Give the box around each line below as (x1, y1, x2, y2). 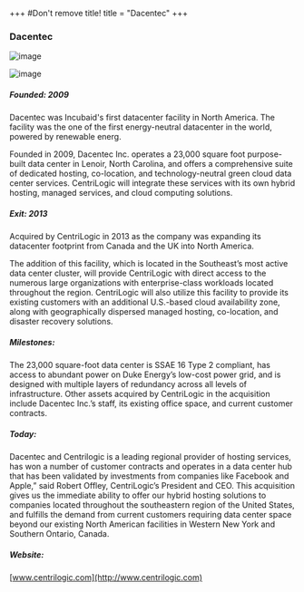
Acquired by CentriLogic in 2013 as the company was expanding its (9, 231, 261, 242)
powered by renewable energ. (9, 131, 122, 142)
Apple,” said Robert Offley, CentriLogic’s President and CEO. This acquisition (9, 480, 296, 491)
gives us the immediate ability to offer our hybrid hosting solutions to (9, 490, 267, 501)
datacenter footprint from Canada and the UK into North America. (9, 240, 254, 252)
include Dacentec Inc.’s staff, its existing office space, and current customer (9, 398, 293, 409)
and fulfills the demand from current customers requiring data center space (9, 510, 292, 520)
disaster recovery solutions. (9, 316, 113, 327)
